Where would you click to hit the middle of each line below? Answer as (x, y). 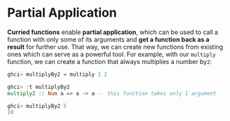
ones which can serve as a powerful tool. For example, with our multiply (112, 54)
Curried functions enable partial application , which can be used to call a (113, 32)
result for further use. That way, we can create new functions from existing (115, 47)
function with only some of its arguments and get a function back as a (108, 39)
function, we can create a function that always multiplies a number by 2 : (110, 61)
